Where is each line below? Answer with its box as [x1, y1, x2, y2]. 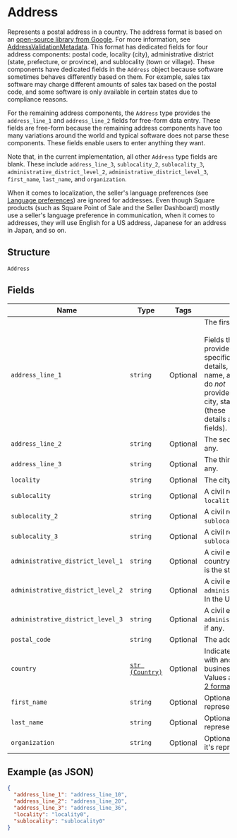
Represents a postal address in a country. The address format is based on [7, 28, 222, 36]
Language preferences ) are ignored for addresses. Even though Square [7, 195, 215, 205]
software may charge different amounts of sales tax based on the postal [7, 80, 217, 88]
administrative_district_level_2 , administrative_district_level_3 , [7, 167, 209, 176]
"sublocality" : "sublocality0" [13, 818, 106, 825]
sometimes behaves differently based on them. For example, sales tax [7, 72, 211, 81]
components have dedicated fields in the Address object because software [7, 65, 224, 73]
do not [204, 379, 226, 389]
